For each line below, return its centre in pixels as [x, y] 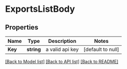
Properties [22, 27]
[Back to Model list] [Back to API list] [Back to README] [62, 62]
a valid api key [62, 49]
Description [62, 41]
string [34, 49]
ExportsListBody [40, 9]
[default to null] [101, 49]
